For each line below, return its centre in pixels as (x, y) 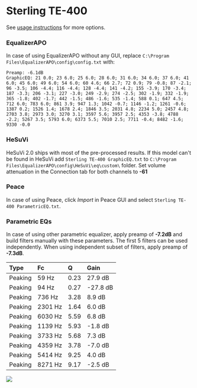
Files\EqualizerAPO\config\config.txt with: (61, 62)
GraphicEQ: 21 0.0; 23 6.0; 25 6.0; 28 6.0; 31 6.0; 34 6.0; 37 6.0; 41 (98, 78)
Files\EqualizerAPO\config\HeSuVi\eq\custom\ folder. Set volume (86, 165)
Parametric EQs (29, 221)
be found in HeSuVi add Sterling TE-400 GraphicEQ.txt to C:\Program (91, 159)
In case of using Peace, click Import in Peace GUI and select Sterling (91, 199)
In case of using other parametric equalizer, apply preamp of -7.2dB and (94, 234)
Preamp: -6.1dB (25, 73)
